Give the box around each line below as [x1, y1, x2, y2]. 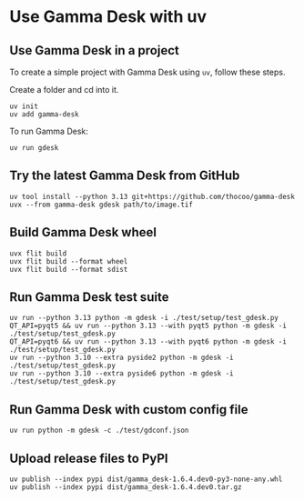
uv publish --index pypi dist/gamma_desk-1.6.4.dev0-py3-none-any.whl [9, 475, 283, 484]
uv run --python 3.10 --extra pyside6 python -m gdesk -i [9, 369, 234, 378]
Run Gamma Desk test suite [9, 289, 169, 306]
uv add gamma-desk [9, 110, 79, 119]
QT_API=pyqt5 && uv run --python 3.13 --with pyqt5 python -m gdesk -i [9, 321, 287, 331]
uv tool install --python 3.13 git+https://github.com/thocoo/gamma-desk [9, 192, 296, 201]
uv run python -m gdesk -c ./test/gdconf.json [9, 426, 189, 436]
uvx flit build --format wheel [9, 256, 128, 266]
